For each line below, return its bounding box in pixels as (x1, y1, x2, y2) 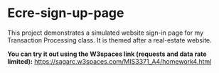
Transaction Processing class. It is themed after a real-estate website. (7, 35, 212, 44)
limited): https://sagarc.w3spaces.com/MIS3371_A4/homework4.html (7, 57, 212, 65)
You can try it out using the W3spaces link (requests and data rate (7, 50, 208, 58)
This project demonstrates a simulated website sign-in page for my (7, 28, 204, 37)
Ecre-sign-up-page (7, 5, 124, 21)
